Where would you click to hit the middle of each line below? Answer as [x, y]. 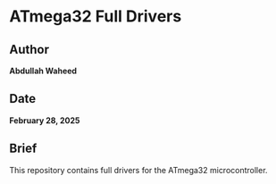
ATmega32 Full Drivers [96, 17]
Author [29, 50]
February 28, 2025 [45, 120]
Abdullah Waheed [43, 71]
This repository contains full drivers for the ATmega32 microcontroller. [138, 170]
